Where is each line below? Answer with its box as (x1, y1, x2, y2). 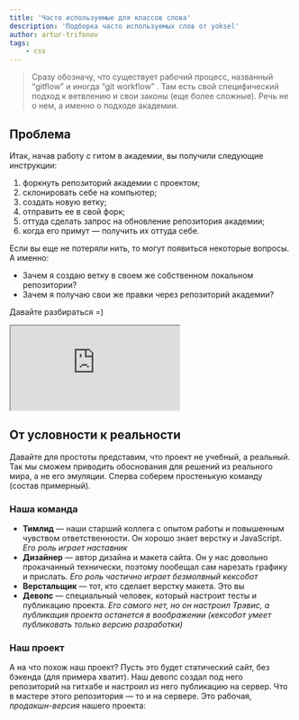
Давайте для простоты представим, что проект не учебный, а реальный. (9, 451, 291, 462)
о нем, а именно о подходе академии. (31, 100, 179, 111)
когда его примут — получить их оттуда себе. (22, 225, 200, 235)
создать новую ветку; (22, 196, 107, 208)
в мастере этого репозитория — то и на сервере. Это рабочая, (9, 691, 252, 702)
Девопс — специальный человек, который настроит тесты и (22, 590, 258, 601)
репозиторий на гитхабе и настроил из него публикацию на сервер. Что (9, 681, 288, 692)
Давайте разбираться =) (9, 306, 104, 317)
